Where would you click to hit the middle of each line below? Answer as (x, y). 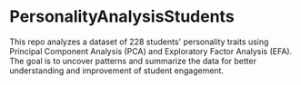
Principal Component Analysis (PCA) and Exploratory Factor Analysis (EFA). (151, 51)
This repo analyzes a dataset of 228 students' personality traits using (139, 42)
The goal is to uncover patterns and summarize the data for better (133, 61)
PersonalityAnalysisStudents (122, 17)
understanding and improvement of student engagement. (117, 71)
